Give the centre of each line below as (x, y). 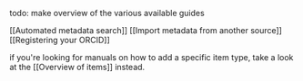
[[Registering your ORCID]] (60, 40)
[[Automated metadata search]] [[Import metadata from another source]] (146, 30)
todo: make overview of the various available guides (107, 13)
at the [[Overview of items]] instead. (77, 67)
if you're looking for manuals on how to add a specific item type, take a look (151, 57)
